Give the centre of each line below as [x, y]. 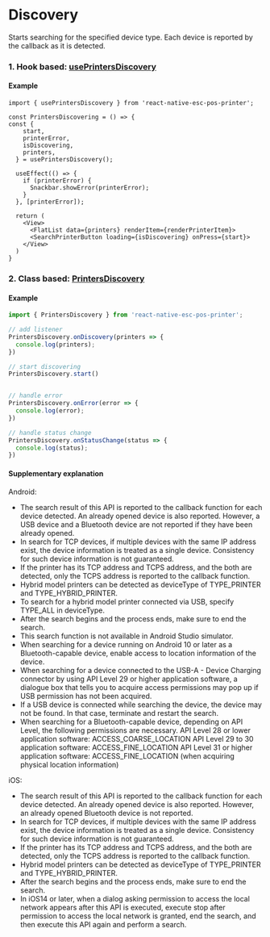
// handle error [35, 396]
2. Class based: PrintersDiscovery [77, 278]
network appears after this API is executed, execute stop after [123, 907]
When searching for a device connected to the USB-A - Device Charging [141, 670]
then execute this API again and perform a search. [103, 924]
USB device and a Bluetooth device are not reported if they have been [136, 524]
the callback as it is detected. [57, 45]
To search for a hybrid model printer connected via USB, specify [127, 601]
